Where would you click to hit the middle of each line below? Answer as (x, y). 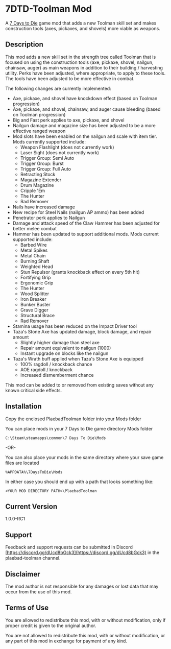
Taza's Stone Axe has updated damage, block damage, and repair (82, 331)
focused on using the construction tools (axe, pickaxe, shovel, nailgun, (80, 62)
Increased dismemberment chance (57, 375)
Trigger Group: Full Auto (46, 169)
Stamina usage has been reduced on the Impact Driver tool (75, 326)
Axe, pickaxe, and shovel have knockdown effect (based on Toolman (85, 98)
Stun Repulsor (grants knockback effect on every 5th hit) (80, 272)
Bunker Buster (35, 304)
